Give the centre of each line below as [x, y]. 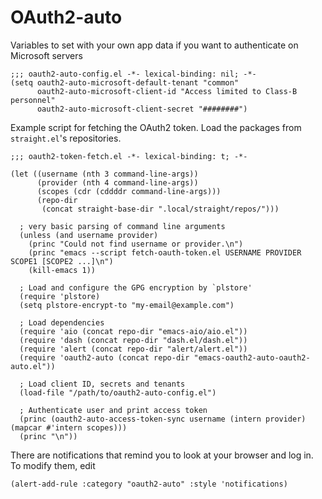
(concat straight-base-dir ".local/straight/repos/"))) [160, 209]
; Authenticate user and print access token [113, 410]
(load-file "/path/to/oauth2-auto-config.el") [118, 392]
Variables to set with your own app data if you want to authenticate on [154, 45]
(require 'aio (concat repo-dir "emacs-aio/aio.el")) [133, 331]
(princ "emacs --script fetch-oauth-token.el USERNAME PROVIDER [165, 252]
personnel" [33, 100]
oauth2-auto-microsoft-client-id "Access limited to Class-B [167, 91]
